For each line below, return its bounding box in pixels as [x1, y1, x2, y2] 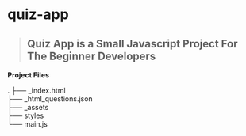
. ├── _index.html [7, 85, 66, 95]
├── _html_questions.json [7, 94, 93, 104]
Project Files [7, 70, 49, 80]
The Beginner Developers [26, 49, 156, 62]
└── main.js [7, 119, 48, 128]
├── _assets [7, 103, 49, 111]
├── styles [7, 111, 44, 120]
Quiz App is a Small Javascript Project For [26, 37, 238, 51]
